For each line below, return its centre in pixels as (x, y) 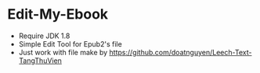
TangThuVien (40, 61)
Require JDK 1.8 (44, 36)
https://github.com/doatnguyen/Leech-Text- (181, 52)
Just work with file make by (63, 52)
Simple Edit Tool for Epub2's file (70, 43)
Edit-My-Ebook (58, 14)
